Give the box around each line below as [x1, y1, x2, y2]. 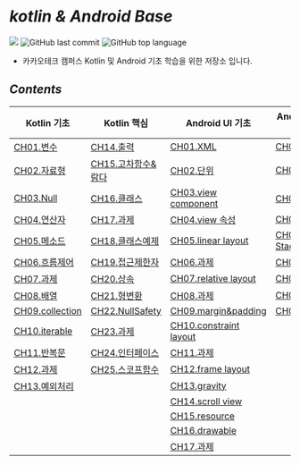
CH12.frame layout [170, 362, 250, 375]
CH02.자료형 [13, 164, 66, 176]
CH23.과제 [90, 325, 135, 337]
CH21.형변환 [90, 289, 143, 301]
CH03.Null [13, 191, 58, 204]
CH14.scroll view [170, 395, 243, 408]
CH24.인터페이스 [90, 346, 159, 359]
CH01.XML [170, 140, 217, 153]
